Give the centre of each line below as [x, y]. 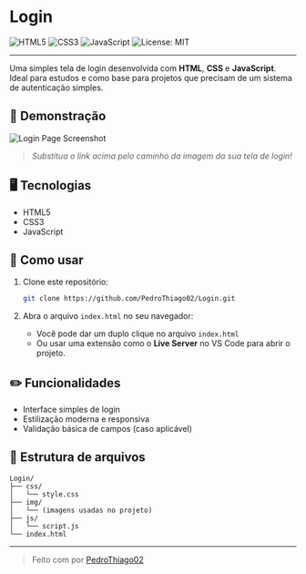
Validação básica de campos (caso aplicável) [107, 429]
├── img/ [26, 502]
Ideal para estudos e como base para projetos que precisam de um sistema [151, 77]
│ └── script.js [44, 526]
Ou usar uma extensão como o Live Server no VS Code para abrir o [163, 343]
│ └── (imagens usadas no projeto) [81, 510]
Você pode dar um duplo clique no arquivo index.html [138, 333]
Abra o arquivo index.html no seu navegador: [108, 316]
